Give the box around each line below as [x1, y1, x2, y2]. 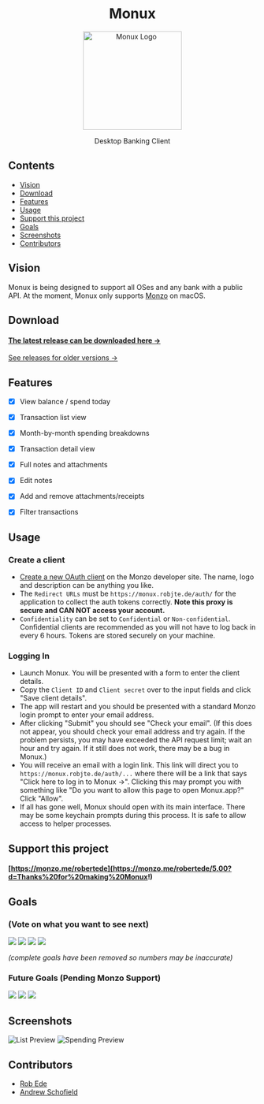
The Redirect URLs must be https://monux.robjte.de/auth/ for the [19, 589, 236, 599]
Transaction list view [19, 413, 87, 422]
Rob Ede [19, 1079, 47, 1088]
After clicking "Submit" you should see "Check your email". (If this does [19, 719, 252, 728]
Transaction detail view [19, 444, 95, 454]
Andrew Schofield [19, 1087, 78, 1097]
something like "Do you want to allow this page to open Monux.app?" [19, 786, 244, 795]
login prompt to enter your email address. [19, 710, 154, 719]
